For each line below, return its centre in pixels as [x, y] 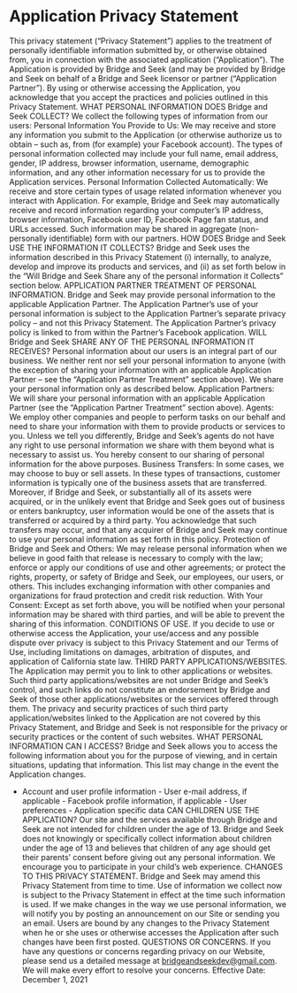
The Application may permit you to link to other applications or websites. [141, 671]
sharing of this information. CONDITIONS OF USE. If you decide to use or [142, 624]
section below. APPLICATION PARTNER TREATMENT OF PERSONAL [133, 285]
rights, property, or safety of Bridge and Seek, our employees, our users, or [147, 576]
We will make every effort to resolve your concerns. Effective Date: [144, 970]
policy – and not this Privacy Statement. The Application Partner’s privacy [143, 323]
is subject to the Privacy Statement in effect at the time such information [153, 895]
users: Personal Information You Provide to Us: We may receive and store [143, 125]
